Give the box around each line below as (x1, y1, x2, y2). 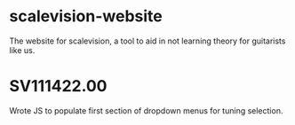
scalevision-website (9, 6, 163, 27)
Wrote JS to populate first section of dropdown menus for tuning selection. (9, 105, 283, 116)
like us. (9, 44, 36, 55)
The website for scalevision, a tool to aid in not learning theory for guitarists (9, 35, 286, 46)
